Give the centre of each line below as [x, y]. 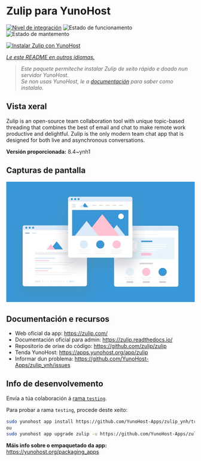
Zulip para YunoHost [58, 11]
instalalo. [32, 87]
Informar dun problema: [44, 358]
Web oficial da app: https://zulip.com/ [61, 333]
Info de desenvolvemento [55, 384]
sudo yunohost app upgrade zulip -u [52, 434]
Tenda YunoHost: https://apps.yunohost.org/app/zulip [81, 352]
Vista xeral [27, 107]
